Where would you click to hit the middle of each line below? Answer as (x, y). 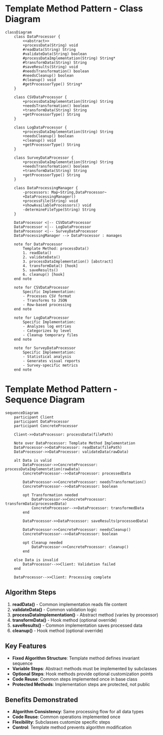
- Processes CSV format (47, 296)
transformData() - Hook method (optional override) (65, 620)
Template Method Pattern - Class (74, 9)
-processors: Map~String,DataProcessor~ (65, 192)
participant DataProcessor (42, 421)
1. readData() (37, 253)
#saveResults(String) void (50, 67)
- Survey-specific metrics (50, 365)
